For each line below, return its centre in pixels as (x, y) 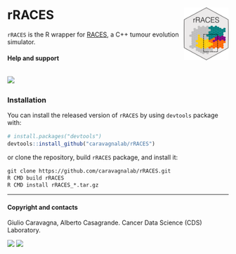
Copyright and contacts (43, 207)
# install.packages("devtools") (54, 137)
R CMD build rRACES (36, 178)
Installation (27, 100)
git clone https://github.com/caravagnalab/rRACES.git (89, 171)
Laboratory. (24, 230)
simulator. (21, 41)
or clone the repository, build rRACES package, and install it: (93, 157)
